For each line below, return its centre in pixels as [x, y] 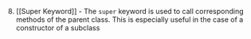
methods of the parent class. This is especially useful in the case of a [129, 19]
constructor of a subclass [58, 28]
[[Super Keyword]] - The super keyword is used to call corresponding [130, 11]
